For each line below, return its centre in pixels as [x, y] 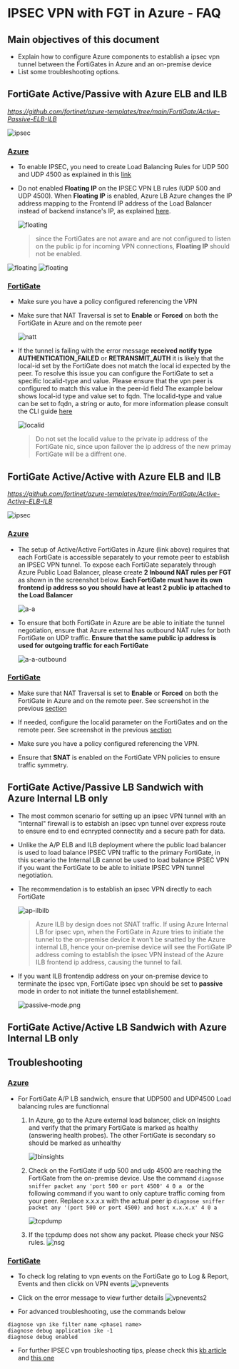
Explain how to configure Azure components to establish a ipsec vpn [118, 56]
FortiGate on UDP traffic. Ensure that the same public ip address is [117, 637]
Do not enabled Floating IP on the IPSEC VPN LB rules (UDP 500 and [119, 188]
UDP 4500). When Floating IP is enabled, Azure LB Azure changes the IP [125, 196]
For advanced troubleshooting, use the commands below [102, 1312]
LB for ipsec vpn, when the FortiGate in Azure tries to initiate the [130, 931]
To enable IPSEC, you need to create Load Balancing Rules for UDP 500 [123, 167]
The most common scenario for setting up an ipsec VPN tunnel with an [122, 816]
